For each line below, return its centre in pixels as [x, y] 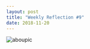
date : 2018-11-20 [28, 23]
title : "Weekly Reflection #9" [45, 17]
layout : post [22, 12]
